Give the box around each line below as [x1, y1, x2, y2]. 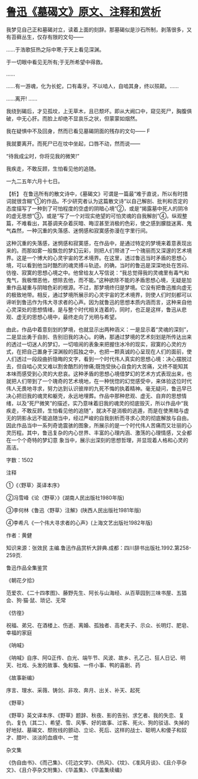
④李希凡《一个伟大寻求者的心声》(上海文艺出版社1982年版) [6, 519, 153, 526]
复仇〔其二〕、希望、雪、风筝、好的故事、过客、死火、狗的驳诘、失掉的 [16, 719, 190, 726]
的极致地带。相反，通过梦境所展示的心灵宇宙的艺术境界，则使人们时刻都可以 [6, 291, 192, 298]
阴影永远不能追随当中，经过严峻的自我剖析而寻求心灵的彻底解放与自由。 [16, 414, 192, 421]
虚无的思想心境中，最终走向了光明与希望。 [16, 313, 120, 320]
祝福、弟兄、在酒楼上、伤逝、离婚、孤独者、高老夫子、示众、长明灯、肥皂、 [6, 621, 192, 629]
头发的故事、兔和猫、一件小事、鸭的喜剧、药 [31, 662, 140, 669]
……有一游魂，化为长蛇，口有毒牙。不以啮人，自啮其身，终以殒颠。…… [6, 82, 179, 89]
